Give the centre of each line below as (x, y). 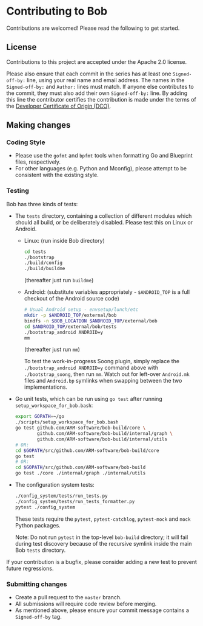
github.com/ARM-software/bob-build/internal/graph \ (105, 434)
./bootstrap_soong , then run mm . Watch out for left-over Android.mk (107, 374)
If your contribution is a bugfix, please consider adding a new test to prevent (101, 562)
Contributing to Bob (57, 11)
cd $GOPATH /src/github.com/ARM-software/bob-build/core (87, 450)
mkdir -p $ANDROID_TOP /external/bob (70, 315)
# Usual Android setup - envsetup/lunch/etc (81, 310)
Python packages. (38, 525)
